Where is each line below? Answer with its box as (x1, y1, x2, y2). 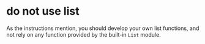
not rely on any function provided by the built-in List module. (6, 31, 161, 38)
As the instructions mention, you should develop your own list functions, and (6, 24, 199, 32)
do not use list (6, 4, 80, 18)
